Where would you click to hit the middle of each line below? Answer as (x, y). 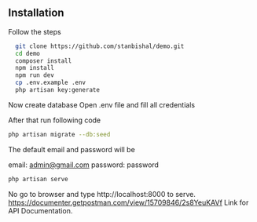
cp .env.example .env (51, 83)
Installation (36, 13)
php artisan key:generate (58, 90)
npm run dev (35, 75)
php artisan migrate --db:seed (59, 134)
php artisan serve (38, 179)
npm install (35, 68)
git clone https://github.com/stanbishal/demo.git (100, 46)
